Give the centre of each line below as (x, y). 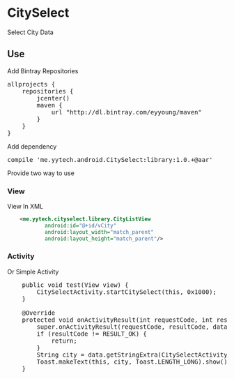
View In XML (25, 207)
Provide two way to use (41, 173)
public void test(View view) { (75, 285)
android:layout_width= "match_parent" (99, 232)
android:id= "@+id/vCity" (80, 225)
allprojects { (31, 84)
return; (64, 341)
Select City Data (30, 32)
